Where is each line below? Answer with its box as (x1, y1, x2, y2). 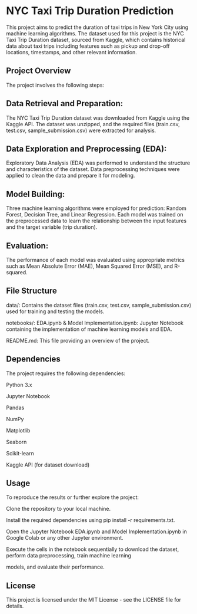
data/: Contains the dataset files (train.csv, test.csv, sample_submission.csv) (6, 301, 192, 308)
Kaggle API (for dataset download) (6, 461, 90, 468)
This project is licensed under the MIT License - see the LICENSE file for (6, 596, 181, 603)
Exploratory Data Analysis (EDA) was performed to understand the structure (6, 159, 191, 166)
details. (6, 603, 24, 610)
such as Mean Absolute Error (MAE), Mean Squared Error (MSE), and (6, 262, 173, 270)
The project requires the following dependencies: (6, 370, 125, 377)
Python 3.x (6, 381, 32, 388)
